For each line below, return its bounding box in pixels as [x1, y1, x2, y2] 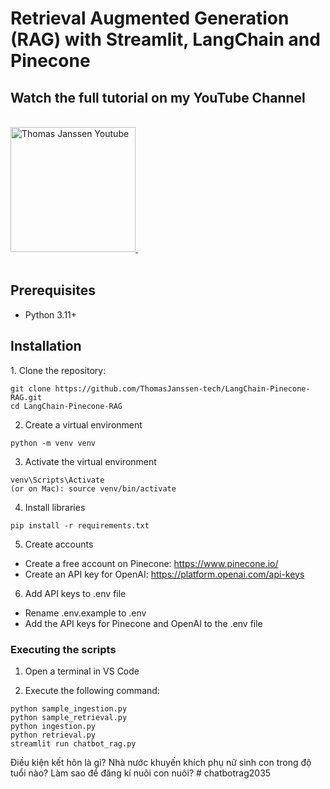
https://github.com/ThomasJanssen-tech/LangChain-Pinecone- [54, 383, 311, 394]
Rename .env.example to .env [24, 607, 147, 619]
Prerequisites [10, 282, 96, 299]
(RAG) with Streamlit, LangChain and [10, 28, 321, 51]
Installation [10, 338, 82, 355]
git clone [10, 383, 52, 394]
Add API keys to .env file [24, 587, 127, 599]
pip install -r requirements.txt [10, 520, 150, 531]
